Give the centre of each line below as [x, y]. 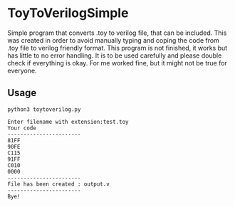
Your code [22, 128]
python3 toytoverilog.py [44, 109]
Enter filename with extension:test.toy [68, 122]
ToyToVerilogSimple [68, 13]
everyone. [22, 70]
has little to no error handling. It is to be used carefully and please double [115, 55]
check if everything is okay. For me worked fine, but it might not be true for [117, 63]
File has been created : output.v [59, 184]
